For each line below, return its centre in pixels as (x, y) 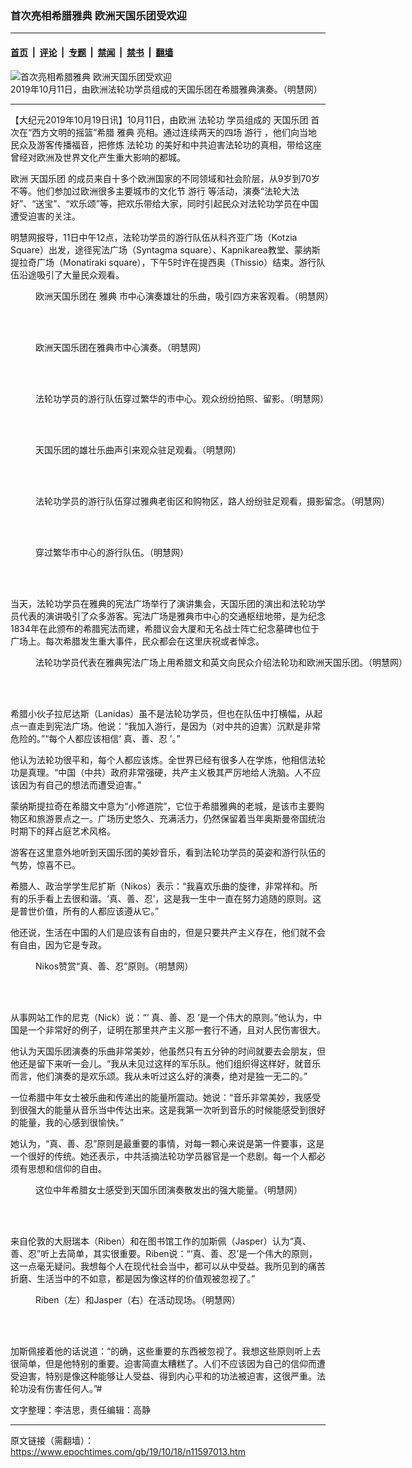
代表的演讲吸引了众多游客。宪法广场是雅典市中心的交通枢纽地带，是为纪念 (172, 616)
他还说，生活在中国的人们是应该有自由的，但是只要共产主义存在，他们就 (159, 932)
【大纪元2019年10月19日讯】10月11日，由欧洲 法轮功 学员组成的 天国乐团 (159, 119)
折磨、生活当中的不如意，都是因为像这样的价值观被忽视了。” (133, 1278)
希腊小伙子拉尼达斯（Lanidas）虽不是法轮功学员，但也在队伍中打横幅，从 (162, 713)
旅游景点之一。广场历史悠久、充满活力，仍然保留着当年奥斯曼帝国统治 (181, 818)
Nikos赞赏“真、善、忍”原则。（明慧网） (114, 966)
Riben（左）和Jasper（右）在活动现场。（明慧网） (138, 1299)
